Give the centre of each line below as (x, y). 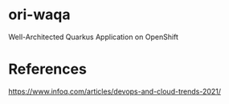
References (47, 69)
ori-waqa (39, 15)
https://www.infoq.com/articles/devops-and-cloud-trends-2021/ (115, 91)
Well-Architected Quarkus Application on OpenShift (94, 37)
